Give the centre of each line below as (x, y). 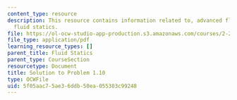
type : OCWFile (28, 79)
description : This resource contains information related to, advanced (115, 20)
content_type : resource (42, 14)
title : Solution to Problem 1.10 (56, 73)
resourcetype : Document (42, 66)
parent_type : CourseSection (49, 60)
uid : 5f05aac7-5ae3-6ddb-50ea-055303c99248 (72, 86)
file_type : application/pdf (49, 40)
